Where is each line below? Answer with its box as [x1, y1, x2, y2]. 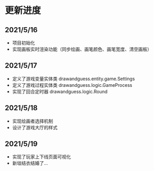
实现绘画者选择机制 [12, 118, 53, 124]
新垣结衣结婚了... [12, 160, 48, 166]
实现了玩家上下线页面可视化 [12, 154, 71, 160]
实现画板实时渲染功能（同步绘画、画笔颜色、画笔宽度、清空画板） [12, 46, 152, 52]
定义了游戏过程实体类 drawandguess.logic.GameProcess [12, 82, 132, 88]
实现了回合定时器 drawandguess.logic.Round [12, 88, 108, 94]
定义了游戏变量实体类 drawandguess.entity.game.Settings [12, 75, 135, 82]
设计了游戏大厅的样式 [12, 124, 57, 130]
